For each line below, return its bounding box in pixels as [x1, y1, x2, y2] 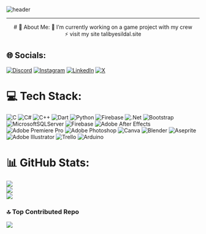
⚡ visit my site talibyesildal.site [64, 31, 142, 37]
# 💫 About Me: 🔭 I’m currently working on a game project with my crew [13, 23, 193, 31]
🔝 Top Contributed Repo [6, 207, 80, 216]
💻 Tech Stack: [6, 89, 82, 103]
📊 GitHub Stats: [6, 156, 90, 170]
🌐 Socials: [6, 50, 47, 61]
